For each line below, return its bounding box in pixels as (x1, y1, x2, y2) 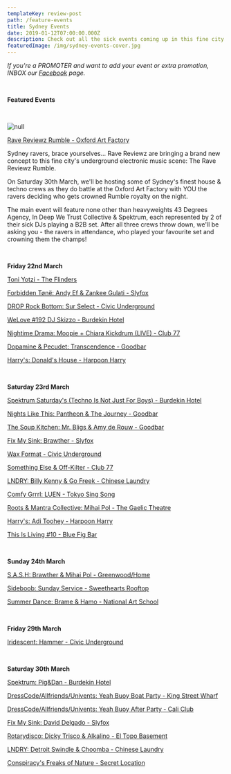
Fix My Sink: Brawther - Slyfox (7, 437, 94, 444)
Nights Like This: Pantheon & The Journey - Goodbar (7, 410, 158, 418)
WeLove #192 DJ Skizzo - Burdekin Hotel (7, 316, 124, 324)
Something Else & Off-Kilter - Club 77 (7, 464, 113, 471)
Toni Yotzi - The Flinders (7, 275, 77, 283)
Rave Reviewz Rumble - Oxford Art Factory (7, 136, 130, 144)
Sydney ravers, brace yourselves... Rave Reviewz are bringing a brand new (7, 150, 221, 157)
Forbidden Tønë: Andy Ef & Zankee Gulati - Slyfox (7, 289, 149, 297)
